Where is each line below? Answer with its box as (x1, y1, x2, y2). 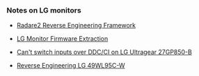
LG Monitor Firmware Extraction (16, 35, 109, 43)
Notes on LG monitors (6, 6, 81, 15)
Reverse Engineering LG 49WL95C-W (16, 61, 125, 70)
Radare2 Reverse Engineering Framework (16, 21, 136, 30)
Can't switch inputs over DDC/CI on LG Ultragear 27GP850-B (16, 48, 192, 57)
